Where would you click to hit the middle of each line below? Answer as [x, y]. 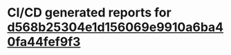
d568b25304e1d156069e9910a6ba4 [115, 27]
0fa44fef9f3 [44, 42]
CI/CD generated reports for [89, 13]
